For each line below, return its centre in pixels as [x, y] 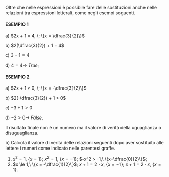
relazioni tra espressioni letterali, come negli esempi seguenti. [70, 13]
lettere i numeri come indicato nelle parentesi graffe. [61, 148]
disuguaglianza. [22, 133]
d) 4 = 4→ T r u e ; [22, 65]
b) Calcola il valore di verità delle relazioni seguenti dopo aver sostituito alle [85, 143]
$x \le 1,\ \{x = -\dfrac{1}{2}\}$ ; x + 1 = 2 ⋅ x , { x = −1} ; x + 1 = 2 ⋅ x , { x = [87, 164]
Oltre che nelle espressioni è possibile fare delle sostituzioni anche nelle [81, 7]
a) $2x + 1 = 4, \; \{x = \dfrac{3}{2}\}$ [45, 36]
